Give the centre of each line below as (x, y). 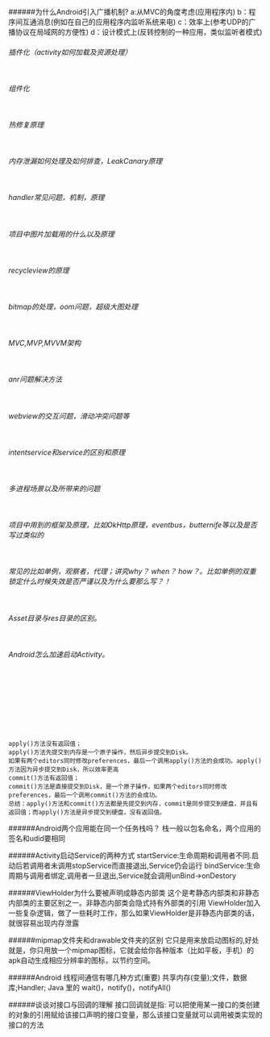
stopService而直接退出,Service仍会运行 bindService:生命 (166, 866)
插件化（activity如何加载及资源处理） (70, 52)
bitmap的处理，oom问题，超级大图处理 (73, 307)
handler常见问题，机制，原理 (56, 198)
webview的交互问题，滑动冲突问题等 (69, 416)
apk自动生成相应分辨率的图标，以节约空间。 (82, 960)
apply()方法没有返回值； (45, 744)
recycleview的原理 (39, 270)
